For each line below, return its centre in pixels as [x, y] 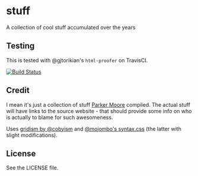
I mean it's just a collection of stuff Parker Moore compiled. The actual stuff [98, 104]
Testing [20, 46]
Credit [18, 90]
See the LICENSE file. [32, 168]
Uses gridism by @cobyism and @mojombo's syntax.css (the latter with [94, 129]
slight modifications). [32, 135]
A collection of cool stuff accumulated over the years [71, 27]
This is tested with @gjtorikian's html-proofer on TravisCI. [77, 60]
